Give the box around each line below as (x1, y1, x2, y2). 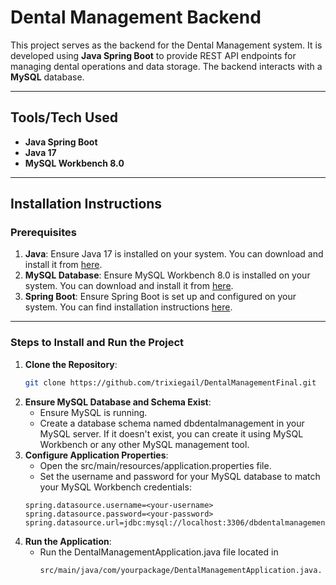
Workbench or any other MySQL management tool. (39, 438, 250, 450)
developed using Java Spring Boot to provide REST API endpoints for (10, 49, 297, 61)
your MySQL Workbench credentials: (39, 481, 192, 493)
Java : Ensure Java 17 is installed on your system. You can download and (24, 248, 324, 260)
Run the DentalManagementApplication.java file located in (39, 546, 279, 558)
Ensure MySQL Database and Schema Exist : (24, 396, 212, 408)
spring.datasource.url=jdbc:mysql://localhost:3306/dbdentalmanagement (24, 517, 330, 528)
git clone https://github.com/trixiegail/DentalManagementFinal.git (24, 377, 317, 388)
